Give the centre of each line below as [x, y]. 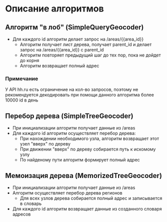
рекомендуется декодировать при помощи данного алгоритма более [79, 95]
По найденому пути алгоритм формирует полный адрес [80, 160]
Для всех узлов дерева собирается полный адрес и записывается [91, 198]
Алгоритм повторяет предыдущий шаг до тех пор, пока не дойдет [90, 55]
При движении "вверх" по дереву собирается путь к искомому [88, 149]
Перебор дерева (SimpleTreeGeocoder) [69, 116]
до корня [29, 60]
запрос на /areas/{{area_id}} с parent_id [62, 50]
